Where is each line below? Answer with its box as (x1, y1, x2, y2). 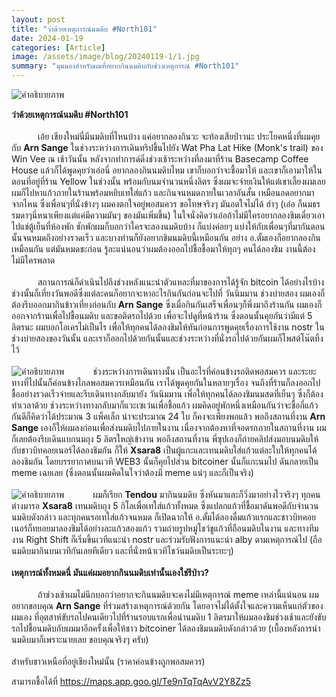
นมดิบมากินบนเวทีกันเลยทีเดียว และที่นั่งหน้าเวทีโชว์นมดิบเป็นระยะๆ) (11, 545, 234, 556)
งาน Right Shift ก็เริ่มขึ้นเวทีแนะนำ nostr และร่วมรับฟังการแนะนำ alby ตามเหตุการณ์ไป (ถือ (11, 534, 323, 545)
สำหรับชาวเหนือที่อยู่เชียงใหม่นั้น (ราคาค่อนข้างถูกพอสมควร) (11, 656, 206, 667)
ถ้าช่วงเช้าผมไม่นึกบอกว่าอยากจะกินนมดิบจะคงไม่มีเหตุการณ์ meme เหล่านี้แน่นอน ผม (37, 589, 319, 600)
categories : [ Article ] (11, 42, 106, 53)
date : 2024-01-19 (11, 33, 84, 43)
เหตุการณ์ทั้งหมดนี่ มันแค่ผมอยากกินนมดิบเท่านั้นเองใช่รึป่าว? (11, 567, 209, 578)
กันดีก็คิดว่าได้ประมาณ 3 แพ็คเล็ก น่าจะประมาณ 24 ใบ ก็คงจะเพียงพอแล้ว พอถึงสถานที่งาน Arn (11, 411, 326, 422)
